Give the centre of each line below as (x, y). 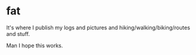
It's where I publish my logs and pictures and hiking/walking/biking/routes (98, 27)
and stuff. (18, 33)
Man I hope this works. (35, 45)
